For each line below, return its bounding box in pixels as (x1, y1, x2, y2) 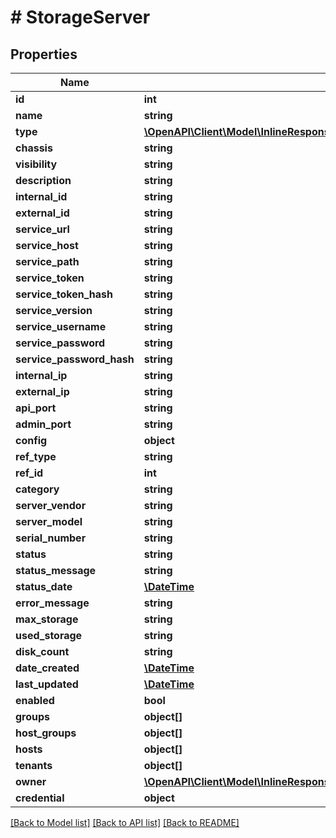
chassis (15, 141, 53, 155)
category (15, 482, 60, 496)
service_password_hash (15, 352, 135, 366)
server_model (15, 515, 83, 528)
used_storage (15, 629, 83, 642)
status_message (15, 564, 97, 577)
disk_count (15, 645, 70, 658)
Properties (10, 46, 78, 63)
